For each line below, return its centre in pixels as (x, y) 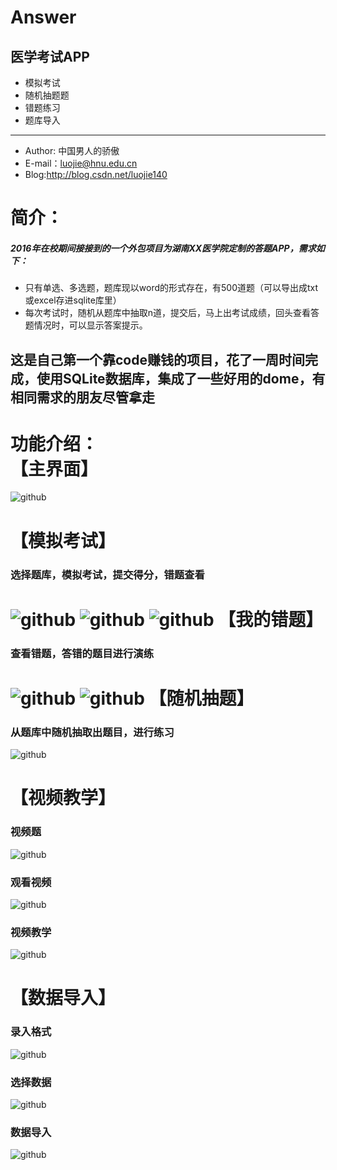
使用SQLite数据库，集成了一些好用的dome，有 (181, 378)
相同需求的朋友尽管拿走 (82, 397)
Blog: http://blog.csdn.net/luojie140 (96, 174)
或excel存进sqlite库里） (73, 300)
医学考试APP (50, 56)
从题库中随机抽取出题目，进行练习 (92, 732)
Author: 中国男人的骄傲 (72, 150)
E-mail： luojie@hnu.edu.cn (81, 163)
